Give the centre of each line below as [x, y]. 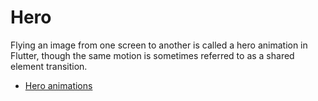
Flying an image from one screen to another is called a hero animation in [159, 45]
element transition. [49, 66]
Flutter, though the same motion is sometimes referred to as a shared [152, 55]
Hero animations [58, 85]
